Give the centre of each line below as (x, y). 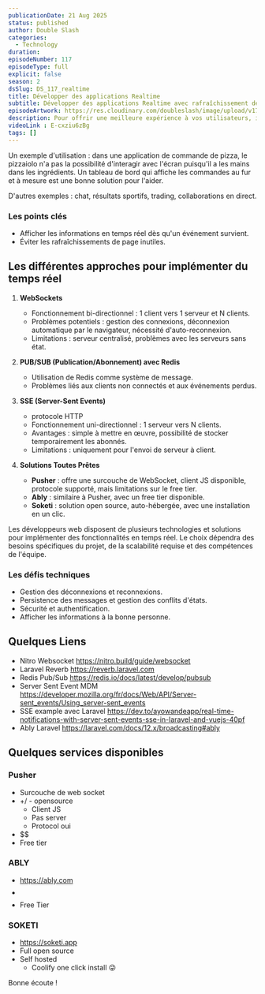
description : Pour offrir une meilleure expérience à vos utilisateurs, (130, 118)
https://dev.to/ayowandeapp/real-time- (170, 711)
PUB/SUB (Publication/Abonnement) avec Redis (100, 362)
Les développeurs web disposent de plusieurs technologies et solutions (125, 529)
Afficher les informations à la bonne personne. (95, 617)
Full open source (47, 951)
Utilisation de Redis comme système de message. (112, 377)
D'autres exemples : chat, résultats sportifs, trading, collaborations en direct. (132, 196)
